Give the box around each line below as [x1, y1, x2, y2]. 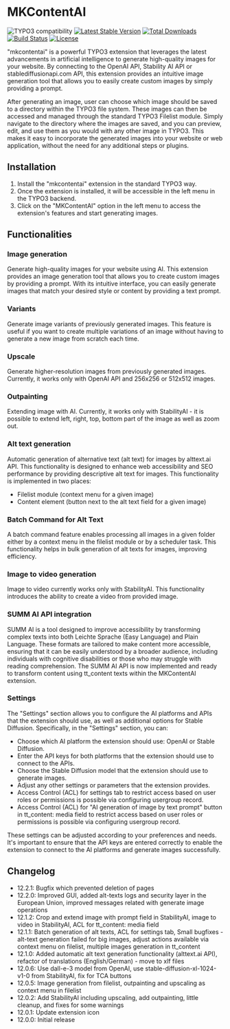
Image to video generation [7, 569, 97, 579]
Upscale [7, 352, 36, 361]
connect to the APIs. [16, 759, 75, 767]
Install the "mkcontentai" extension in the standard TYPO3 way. [16, 180, 197, 188]
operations [16, 906, 48, 914]
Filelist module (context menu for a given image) [16, 490, 154, 498]
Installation [7, 161, 56, 173]
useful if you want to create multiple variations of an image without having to [7, 327, 224, 335]
